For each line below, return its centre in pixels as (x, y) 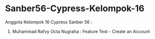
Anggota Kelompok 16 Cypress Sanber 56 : (49, 22)
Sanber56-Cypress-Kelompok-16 (75, 9)
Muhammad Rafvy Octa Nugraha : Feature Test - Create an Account (81, 31)
